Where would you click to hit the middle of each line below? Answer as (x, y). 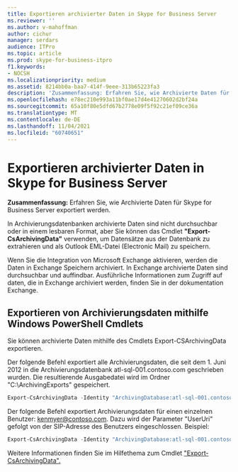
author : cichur (30, 34)
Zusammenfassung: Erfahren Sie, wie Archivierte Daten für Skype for (110, 202)
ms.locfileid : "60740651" (45, 133)
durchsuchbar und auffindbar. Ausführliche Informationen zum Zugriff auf (115, 275)
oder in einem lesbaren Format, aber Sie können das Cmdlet (95, 231)
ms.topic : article (34, 54)
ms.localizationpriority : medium (57, 80)
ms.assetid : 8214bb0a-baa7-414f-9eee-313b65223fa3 (84, 87)
